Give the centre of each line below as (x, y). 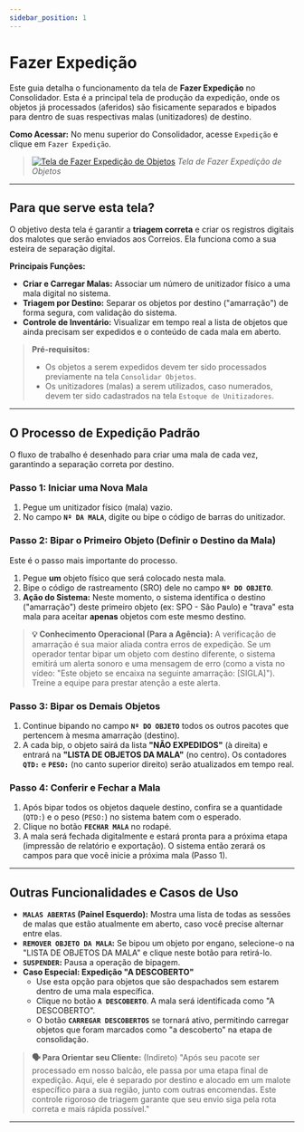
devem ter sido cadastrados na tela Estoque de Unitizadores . (159, 396)
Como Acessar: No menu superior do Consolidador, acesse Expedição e (144, 134)
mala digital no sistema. (66, 293)
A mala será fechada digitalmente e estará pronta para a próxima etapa (155, 836)
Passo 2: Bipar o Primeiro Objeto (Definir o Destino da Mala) (142, 541)
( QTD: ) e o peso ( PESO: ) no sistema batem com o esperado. (132, 817)
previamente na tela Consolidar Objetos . (121, 377)
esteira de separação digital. (62, 249)
